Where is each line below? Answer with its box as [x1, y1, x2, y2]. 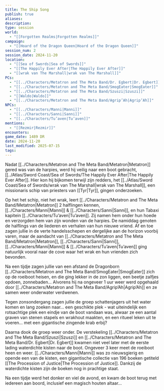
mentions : [5, 121, 25, 126]
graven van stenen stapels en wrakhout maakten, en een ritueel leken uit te [5, 314, 156, 320]
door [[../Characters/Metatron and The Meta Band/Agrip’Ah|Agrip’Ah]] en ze [5, 284, 157, 290]
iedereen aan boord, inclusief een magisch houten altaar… [5, 380, 122, 386]
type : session [5, 25, 34, 30]
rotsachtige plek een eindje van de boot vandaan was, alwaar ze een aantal [5, 309, 157, 315]
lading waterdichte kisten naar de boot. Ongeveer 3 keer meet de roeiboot [5, 345, 154, 350]
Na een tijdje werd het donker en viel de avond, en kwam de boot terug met [5, 375, 157, 381]
